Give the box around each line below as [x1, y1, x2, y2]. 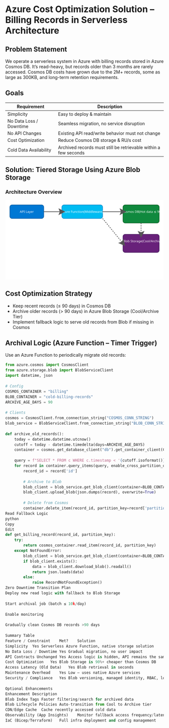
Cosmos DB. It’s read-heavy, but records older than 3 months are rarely [5, 64, 153, 69]
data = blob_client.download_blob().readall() [32, 564, 132, 569]
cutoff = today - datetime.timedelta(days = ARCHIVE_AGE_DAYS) [14, 442, 145, 447]
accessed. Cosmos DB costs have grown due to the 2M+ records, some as [5, 69, 160, 75]
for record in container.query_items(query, [14, 463, 109, 468]
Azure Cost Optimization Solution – [5, 4, 155, 15]
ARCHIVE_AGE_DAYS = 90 [5, 399, 53, 405]
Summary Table [5, 633, 35, 638]
